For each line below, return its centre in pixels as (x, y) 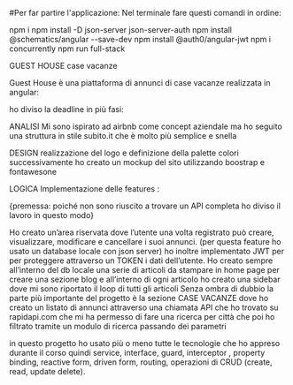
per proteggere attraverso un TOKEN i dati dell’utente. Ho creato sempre (141, 260)
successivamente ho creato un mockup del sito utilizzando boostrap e (137, 162)
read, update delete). (47, 371)
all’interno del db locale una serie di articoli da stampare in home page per (145, 270)
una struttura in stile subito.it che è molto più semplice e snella (123, 136)
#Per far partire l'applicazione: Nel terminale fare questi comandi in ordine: (145, 13)
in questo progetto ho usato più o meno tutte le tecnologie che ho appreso (145, 343)
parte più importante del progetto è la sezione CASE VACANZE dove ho (139, 298)
